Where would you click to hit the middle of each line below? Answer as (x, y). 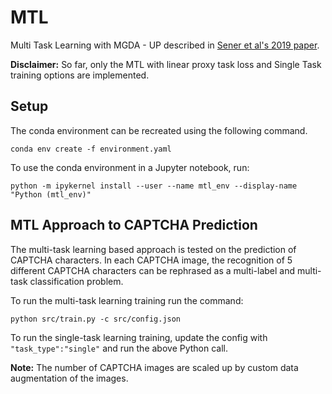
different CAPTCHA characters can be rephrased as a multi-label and (153, 270)
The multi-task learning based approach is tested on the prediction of (153, 249)
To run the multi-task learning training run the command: (127, 300)
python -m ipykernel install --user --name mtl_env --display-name (154, 186)
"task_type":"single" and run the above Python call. (119, 348)
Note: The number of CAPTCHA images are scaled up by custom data (154, 367)
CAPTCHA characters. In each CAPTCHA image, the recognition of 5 (151, 260)
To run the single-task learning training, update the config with (139, 337)
